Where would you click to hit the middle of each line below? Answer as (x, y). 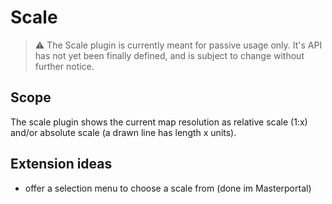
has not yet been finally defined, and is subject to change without (169, 55)
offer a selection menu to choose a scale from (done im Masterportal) (168, 188)
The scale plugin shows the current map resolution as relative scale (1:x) (159, 122)
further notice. (64, 66)
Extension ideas (61, 164)
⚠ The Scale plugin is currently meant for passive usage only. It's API (178, 45)
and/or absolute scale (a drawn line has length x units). (123, 132)
